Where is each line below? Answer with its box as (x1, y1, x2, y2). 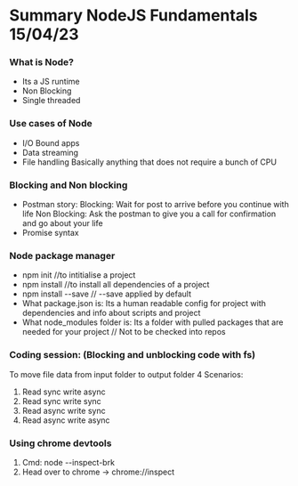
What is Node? (9, 56, 74, 69)
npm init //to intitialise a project (21, 270, 136, 280)
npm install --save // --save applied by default (21, 288, 191, 299)
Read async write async (21, 415, 110, 425)
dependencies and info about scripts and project (21, 308, 201, 319)
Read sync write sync (21, 395, 102, 406)
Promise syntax (21, 228, 79, 239)
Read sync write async (21, 386, 106, 397)
